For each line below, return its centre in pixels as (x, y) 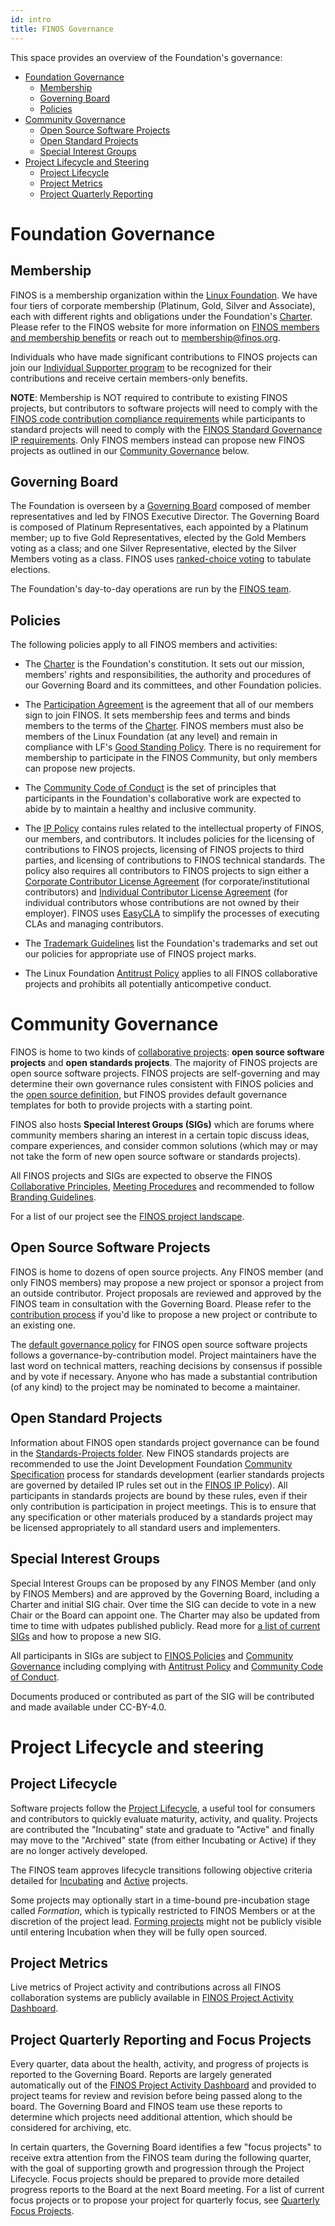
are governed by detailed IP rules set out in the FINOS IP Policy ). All (149, 1485)
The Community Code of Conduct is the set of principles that (150, 788)
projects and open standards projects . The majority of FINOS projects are (164, 1063)
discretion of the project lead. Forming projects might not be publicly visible (166, 1921)
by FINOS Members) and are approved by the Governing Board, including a (165, 1593)
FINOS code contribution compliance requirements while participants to (158, 418)
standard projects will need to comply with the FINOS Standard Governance (166, 429)
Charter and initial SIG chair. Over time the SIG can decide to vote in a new (163, 1604)
